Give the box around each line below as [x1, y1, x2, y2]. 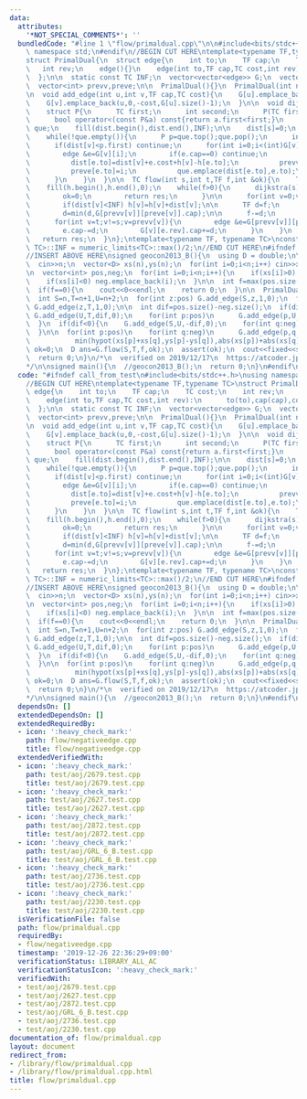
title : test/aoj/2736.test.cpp [26, 880, 145, 890]
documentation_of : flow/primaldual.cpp [9, 1033, 162, 1042]
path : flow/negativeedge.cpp [26, 736, 137, 745]
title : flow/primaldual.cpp [9, 1076, 117, 1085]
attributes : [17, 22, 64, 31]
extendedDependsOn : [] [17, 710, 104, 720]
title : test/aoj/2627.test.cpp [26, 804, 145, 814]
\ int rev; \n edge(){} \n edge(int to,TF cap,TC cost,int [26, 65, 281, 74]
